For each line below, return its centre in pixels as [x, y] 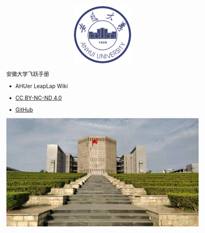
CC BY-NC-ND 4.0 [38, 98]
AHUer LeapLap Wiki [41, 86]
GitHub [24, 109]
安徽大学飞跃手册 [28, 74]
